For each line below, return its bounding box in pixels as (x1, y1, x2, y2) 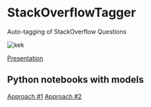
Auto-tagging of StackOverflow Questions (7, 27, 127, 36)
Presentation (7, 53, 43, 62)
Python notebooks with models (7, 74, 144, 86)
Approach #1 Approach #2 (7, 92, 82, 100)
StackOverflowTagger (7, 5, 137, 21)
